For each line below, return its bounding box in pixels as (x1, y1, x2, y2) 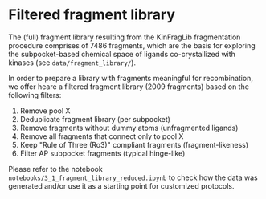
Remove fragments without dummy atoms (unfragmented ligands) (19, 123, 239, 132)
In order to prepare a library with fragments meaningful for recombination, (8, 73, 253, 83)
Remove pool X (19, 106, 71, 116)
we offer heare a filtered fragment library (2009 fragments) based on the (8, 82, 249, 91)
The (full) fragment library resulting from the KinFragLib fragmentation (8, 32, 241, 42)
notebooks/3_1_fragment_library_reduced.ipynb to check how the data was (8, 173, 259, 182)
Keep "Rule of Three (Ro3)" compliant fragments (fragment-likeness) (19, 140, 249, 149)
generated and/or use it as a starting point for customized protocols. (8, 181, 235, 190)
